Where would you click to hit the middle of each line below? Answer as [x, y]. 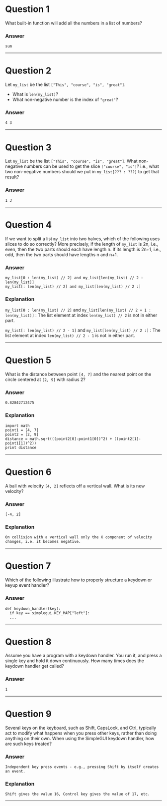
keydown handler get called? [35, 666]
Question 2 [28, 71]
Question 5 [28, 360]
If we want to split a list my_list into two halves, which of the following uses [83, 239]
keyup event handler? [27, 585]
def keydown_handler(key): [33, 608]
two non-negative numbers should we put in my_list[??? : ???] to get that [82, 172]
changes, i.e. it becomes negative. [43, 542]
